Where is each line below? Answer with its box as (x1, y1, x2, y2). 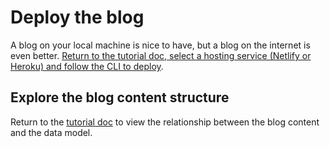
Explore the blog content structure (10, 89, 230, 106)
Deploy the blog (10, 6, 145, 29)
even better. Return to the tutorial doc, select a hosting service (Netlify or (10, 49, 312, 61)
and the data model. (10, 126, 93, 138)
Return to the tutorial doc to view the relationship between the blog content (10, 116, 320, 128)
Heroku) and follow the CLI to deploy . (10, 60, 164, 72)
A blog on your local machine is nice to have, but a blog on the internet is (10, 39, 311, 51)
